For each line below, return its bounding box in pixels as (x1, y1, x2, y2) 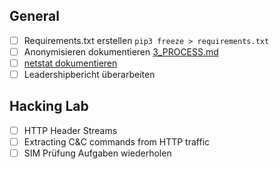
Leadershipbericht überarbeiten (23, 69, 156, 80)
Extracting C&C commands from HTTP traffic (23, 135, 211, 148)
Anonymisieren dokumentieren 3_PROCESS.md (23, 45, 219, 58)
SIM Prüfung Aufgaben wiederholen (23, 147, 172, 159)
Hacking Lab (9, 98, 89, 115)
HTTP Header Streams (23, 124, 118, 136)
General (9, 8, 61, 25)
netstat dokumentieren (23, 57, 118, 69)
